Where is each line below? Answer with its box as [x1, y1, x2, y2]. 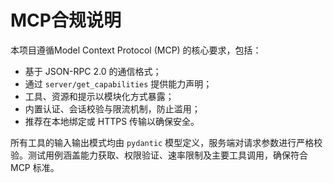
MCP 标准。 [10, 161, 60, 173]
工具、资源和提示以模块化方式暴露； [24, 90, 175, 102]
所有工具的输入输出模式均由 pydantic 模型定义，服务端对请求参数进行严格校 [10, 136, 323, 148]
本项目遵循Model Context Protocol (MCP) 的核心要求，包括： [10, 44, 262, 56]
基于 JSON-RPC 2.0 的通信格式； [24, 65, 162, 77]
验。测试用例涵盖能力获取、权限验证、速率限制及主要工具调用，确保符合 [10, 149, 308, 161]
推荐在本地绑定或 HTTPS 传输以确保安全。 [24, 115, 200, 127]
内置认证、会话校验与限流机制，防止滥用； [24, 102, 201, 115]
